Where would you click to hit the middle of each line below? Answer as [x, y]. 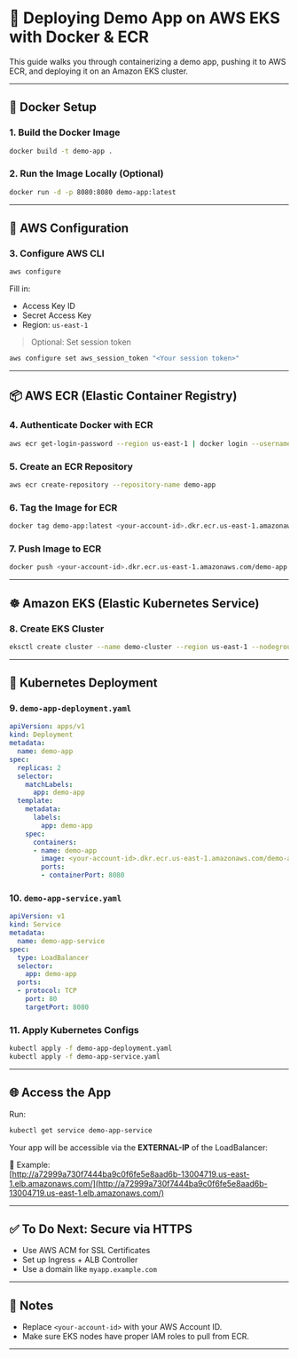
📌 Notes [31, 1305]
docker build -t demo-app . [61, 151]
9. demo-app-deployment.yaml [70, 708]
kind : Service [35, 925]
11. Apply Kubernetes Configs [74, 1029]
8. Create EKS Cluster [57, 628]
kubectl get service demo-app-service [81, 1130]
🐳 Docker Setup [53, 107]
